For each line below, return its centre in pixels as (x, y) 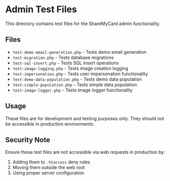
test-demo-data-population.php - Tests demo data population (77, 79)
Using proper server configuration (48, 173)
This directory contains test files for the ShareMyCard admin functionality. (83, 24)
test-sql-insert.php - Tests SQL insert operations (66, 63)
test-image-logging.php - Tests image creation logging (70, 68)
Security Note (28, 140)
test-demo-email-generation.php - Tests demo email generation (79, 52)
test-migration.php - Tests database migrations (63, 57)
